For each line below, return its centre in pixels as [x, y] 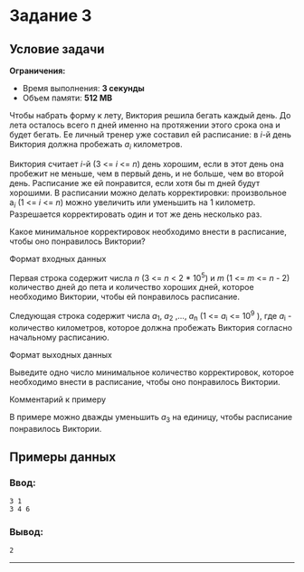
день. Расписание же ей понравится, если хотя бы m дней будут [135, 183]
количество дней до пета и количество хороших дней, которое [132, 287]
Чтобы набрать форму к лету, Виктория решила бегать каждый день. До [150, 115]
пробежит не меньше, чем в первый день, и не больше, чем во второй [147, 173]
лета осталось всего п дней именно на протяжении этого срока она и [145, 125]
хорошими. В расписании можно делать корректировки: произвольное [148, 192]
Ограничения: [38, 70]
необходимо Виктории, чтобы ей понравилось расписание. [124, 297]
